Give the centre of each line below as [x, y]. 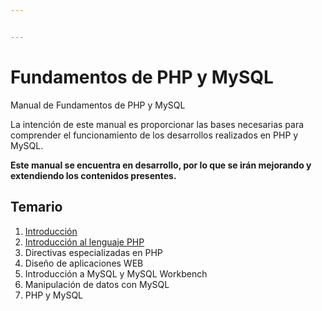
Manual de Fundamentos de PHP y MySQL [98, 105]
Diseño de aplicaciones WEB [84, 263]
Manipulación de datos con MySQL [97, 284]
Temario [36, 207]
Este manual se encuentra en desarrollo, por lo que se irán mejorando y [161, 165]
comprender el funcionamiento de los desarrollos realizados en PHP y [154, 135]
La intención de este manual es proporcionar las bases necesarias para [157, 124]
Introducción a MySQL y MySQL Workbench [116, 273]
